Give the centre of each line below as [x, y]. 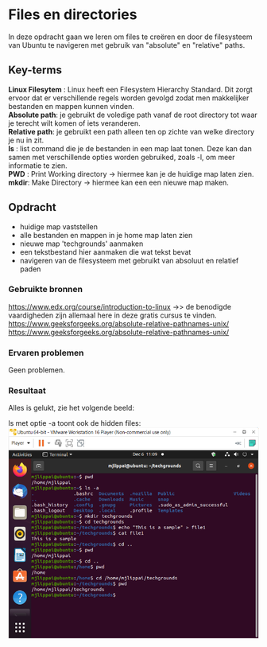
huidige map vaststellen [58, 226]
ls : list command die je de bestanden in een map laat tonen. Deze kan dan [130, 148]
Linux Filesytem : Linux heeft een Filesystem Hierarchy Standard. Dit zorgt [130, 89]
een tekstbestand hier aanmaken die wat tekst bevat [105, 251]
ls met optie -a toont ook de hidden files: [75, 423]
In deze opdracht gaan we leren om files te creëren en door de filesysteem [130, 37]
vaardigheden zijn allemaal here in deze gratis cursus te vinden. [112, 315]
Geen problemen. [37, 370]
